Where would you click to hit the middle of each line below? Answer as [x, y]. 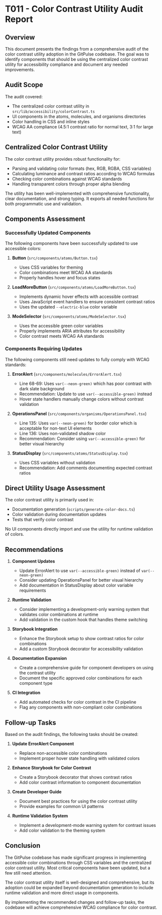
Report [19, 19]
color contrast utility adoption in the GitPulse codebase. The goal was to [77, 54]
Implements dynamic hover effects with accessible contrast [79, 297]
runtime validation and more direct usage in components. [62, 893]
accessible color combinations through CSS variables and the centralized [78, 862]
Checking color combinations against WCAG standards [67, 179]
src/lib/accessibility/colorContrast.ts [53, 111]
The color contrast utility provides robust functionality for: [63, 159]
